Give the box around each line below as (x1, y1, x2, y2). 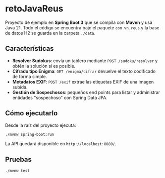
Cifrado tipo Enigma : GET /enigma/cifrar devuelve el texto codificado (12, 68, 156, 74)
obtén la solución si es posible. (12, 63, 76, 69)
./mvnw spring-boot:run (5, 132, 55, 137)
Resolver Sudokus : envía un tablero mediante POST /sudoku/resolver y (12, 58, 158, 64)
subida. (12, 84, 28, 90)
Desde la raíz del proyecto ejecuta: (5, 122, 76, 128)
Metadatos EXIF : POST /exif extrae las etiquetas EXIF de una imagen (12, 79, 154, 85)
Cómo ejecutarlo (5, 109, 58, 117)
